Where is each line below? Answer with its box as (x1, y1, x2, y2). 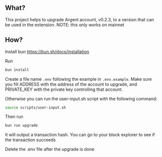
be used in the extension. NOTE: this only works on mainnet (5, 22, 125, 28)
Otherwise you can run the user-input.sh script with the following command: (5, 96, 158, 101)
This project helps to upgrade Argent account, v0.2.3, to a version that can (5, 16, 154, 22)
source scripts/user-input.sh (5, 105, 66, 110)
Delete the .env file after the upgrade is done (5, 146, 95, 152)
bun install (5, 67, 29, 72)
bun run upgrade (5, 123, 38, 128)
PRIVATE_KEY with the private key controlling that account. (5, 86, 123, 92)
